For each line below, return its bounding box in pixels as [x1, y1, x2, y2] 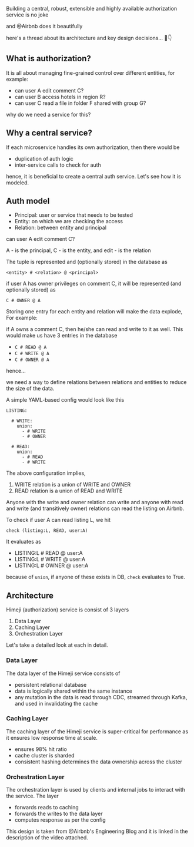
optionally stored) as [6, 286, 56, 293]
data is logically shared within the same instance [14, 687, 132, 694]
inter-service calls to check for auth [14, 161, 101, 168]
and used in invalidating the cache [14, 700, 98, 707]
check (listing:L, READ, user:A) [6, 528, 88, 534]
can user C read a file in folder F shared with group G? [14, 100, 146, 107]
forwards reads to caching [14, 804, 79, 811]
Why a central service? [6, 128, 93, 138]
